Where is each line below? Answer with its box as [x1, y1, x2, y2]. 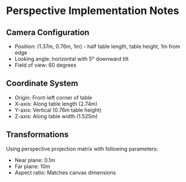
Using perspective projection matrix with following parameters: [6, 145, 158, 152]
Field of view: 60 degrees [14, 61, 77, 68]
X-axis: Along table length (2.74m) [14, 100, 98, 107]
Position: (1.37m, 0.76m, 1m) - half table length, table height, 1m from [14, 43, 181, 50]
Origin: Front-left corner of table [14, 94, 93, 101]
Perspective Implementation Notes [6, 4, 180, 18]
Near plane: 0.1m [14, 156, 56, 163]
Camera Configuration [6, 28, 90, 37]
